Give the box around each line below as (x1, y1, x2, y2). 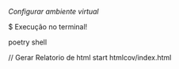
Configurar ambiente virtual (8, 7, 99, 16)
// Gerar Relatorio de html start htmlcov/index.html (8, 53, 172, 62)
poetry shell (8, 37, 48, 47)
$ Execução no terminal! (8, 22, 88, 31)
